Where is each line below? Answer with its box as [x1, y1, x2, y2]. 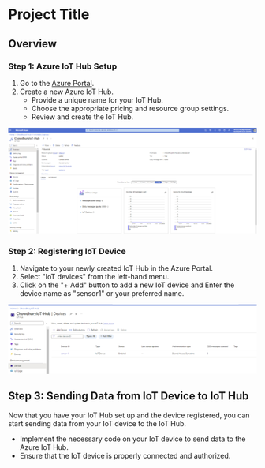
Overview [8, 37, 58, 51]
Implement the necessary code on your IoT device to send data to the [19, 434, 246, 444]
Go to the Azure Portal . [19, 78, 95, 88]
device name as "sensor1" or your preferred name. [19, 289, 185, 298]
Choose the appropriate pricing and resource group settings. [31, 103, 230, 113]
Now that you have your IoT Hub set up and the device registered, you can [8, 410, 250, 420]
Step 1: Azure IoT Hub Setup [8, 61, 118, 72]
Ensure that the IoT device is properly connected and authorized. [19, 451, 231, 460]
